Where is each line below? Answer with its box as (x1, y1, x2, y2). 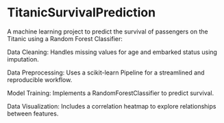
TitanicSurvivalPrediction (7, 5, 156, 20)
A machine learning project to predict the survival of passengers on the (7, 27, 208, 36)
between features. (7, 109, 59, 118)
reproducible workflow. (7, 75, 73, 83)
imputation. (7, 55, 39, 63)
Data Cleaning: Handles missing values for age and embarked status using (7, 48, 218, 56)
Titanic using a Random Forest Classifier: (7, 34, 123, 42)
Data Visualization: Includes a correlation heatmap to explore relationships (7, 102, 216, 110)
